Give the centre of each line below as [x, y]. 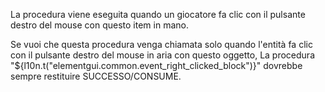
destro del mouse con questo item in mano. [99, 25]
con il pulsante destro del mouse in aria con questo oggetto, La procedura [163, 55]
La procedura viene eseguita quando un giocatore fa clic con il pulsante [158, 14]
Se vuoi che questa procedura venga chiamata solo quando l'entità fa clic [161, 44]
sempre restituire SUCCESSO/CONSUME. [96, 76]
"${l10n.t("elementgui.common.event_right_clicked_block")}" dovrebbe [156, 65]
